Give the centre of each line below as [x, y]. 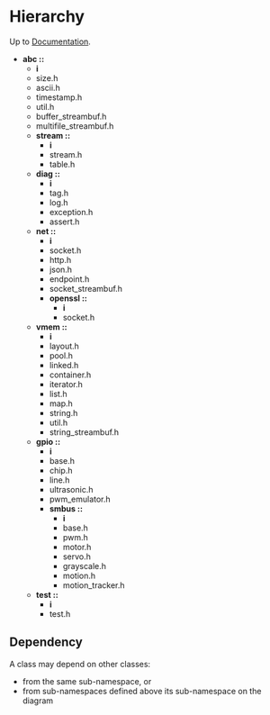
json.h [61, 269]
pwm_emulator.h [80, 499]
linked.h [64, 365]
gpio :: [48, 441]
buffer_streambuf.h [71, 116]
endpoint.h [69, 279]
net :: [46, 231]
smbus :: [66, 508]
